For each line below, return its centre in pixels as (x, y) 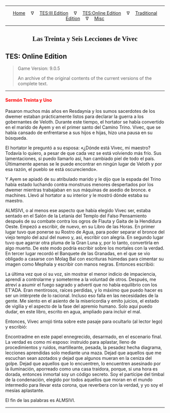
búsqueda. (16, 138)
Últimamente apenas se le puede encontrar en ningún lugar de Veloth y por (84, 164)
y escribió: (16, 327)
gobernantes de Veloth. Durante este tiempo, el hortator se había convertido (85, 122)
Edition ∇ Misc (85, 18)
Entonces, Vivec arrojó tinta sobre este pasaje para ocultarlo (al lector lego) (84, 321)
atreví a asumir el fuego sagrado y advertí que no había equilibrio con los (81, 285)
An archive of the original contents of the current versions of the (84, 78)
